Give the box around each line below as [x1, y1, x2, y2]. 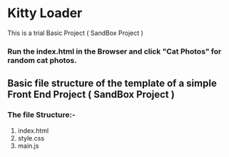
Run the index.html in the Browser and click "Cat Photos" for [7, 46, 222, 56]
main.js [17, 141, 39, 150]
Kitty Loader [7, 5, 83, 21]
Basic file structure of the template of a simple [7, 77, 218, 90]
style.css [17, 133, 45, 142]
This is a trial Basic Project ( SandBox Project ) [7, 29, 144, 37]
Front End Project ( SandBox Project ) [7, 88, 175, 101]
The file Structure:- [7, 110, 76, 120]
